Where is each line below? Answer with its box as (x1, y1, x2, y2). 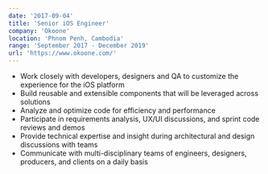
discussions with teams (19, 140, 98, 149)
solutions (19, 97, 51, 106)
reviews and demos (19, 122, 86, 132)
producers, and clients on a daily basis (19, 157, 149, 166)
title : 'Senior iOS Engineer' (8, 19, 110, 27)
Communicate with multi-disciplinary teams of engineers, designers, (19, 148, 247, 158)
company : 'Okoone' (8, 27, 70, 35)
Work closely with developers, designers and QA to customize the (19, 72, 239, 81)
